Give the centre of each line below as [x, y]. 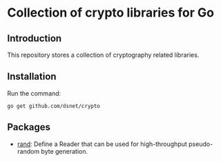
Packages [29, 127]
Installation [32, 76]
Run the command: [34, 93]
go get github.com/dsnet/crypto [54, 106]
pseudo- [201, 144]
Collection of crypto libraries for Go [110, 13]
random [28, 151]
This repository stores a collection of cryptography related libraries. [103, 55]
